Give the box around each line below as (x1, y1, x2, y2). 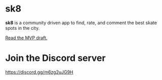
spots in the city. (5, 25, 40, 31)
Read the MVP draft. (5, 35, 48, 41)
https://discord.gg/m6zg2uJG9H (5, 69, 73, 75)
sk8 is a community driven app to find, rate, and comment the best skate (5, 20, 157, 26)
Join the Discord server (5, 52, 106, 64)
